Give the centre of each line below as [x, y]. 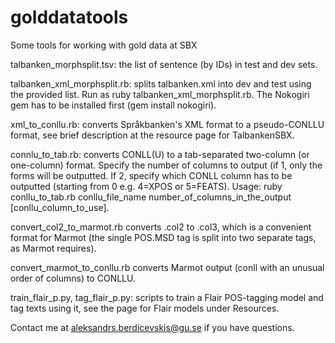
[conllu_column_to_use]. [60, 207]
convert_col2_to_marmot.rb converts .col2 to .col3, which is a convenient [161, 227]
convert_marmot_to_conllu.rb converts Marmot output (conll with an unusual [167, 267]
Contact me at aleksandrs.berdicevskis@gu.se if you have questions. [152, 327]
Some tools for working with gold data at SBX [104, 45]
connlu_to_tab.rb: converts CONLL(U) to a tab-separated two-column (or [160, 154]
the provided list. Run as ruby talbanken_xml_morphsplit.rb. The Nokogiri [160, 94]
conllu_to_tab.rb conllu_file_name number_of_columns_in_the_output [151, 197]
